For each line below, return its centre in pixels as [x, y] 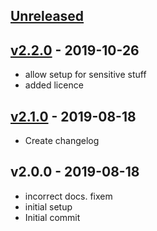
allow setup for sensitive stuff [85, 75]
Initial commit [52, 217]
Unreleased [47, 16]
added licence [54, 85]
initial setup [48, 206]
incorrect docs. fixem [68, 196]
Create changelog [62, 141]
